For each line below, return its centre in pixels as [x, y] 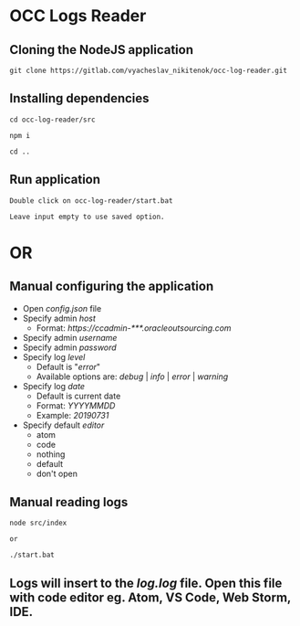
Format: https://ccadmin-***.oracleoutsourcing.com [134, 328]
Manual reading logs [69, 502]
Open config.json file [62, 308]
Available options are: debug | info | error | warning [132, 377]
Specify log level [54, 356]
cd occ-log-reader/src [52, 120]
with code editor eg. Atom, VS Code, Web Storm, [150, 597]
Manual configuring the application [112, 286]
